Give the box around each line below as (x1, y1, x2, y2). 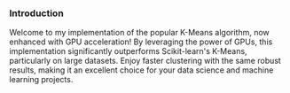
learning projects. (9, 74, 74, 85)
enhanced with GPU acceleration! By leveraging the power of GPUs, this (9, 36, 273, 47)
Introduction (9, 7, 64, 19)
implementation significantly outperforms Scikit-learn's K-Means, (9, 46, 247, 57)
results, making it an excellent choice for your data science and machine (9, 65, 274, 75)
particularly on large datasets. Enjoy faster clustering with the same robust (9, 56, 281, 66)
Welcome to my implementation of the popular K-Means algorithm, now (9, 27, 270, 38)
